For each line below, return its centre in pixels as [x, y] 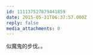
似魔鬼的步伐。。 [26, 46]
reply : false [22, 23]
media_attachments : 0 [33, 28]
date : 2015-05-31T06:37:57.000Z [46, 17]
